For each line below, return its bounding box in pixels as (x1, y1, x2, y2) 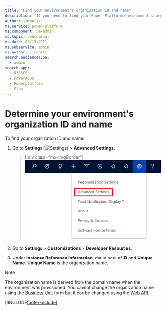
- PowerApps (9, 76, 35, 81)
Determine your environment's (5, 108, 134, 119)
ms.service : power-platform (5, 24, 63, 29)
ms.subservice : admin (5, 45, 50, 50)
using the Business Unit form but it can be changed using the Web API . (5, 290, 150, 296)
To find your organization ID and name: (5, 135, 84, 141)
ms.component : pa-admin (5, 29, 54, 34)
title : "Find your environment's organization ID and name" (5, 8, 132, 13)
